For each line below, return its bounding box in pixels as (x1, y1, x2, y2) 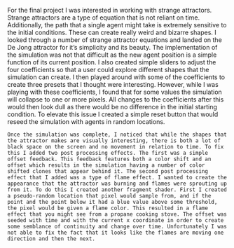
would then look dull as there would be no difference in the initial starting (7, 103, 217, 111)
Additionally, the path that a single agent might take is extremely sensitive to (7, 21, 227, 29)
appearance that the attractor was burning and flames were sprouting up (7, 180, 228, 187)
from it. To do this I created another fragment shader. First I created (7, 186, 228, 193)
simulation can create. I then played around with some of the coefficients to (7, 73, 226, 81)
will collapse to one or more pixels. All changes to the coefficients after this (7, 95, 224, 104)
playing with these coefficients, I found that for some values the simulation (7, 88, 222, 96)
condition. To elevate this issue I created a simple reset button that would (7, 110, 219, 118)
